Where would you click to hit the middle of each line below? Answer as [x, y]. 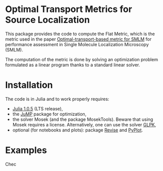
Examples [26, 150]
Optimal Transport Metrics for [69, 9]
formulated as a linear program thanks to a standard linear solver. [73, 65]
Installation [29, 85]
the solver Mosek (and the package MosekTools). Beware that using [83, 119]
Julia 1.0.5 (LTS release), [38, 108]
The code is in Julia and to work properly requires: [57, 99]
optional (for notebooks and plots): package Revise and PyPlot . [77, 130]
